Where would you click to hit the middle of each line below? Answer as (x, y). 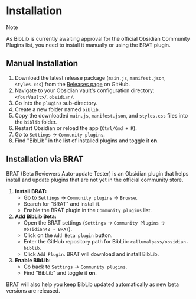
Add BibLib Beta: (36, 216)
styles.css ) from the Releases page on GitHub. (72, 84)
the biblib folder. (36, 122)
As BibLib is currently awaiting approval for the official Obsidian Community (98, 38)
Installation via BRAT (45, 159)
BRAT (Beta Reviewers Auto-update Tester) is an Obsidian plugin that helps (97, 173)
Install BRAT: (31, 191)
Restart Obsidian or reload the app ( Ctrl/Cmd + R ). (76, 128)
